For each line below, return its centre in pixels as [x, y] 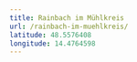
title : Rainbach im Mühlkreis [67, 18]
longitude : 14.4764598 [53, 43]
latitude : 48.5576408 [51, 35]
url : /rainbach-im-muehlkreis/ [69, 26]
